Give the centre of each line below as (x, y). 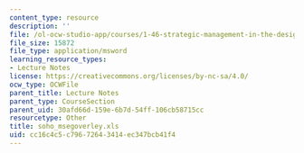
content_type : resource (54, 18)
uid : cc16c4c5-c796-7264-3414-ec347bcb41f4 (93, 135)
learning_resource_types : (58, 59)
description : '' (40, 26)
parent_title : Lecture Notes (64, 93)
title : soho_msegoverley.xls (64, 127)
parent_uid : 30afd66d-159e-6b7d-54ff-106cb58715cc (107, 110)
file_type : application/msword (68, 51)
